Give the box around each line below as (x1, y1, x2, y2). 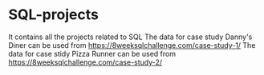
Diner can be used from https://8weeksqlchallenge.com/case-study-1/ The (8, 40, 256, 49)
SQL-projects (8, 6, 99, 24)
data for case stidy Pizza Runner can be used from (8, 49, 177, 58)
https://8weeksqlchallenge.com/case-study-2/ (8, 57, 163, 67)
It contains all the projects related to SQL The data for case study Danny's (8, 32, 253, 41)
